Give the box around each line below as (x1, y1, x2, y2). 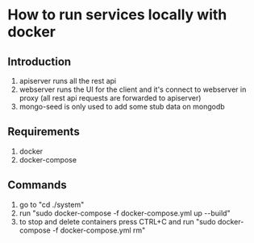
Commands (7, 179, 68, 192)
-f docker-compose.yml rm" (52, 225, 146, 235)
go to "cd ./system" (19, 200, 85, 209)
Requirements (7, 125, 80, 138)
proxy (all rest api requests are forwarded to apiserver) (19, 93, 202, 102)
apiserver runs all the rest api (19, 76, 117, 85)
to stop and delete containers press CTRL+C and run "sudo (19, 216, 216, 226)
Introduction (7, 55, 72, 68)
